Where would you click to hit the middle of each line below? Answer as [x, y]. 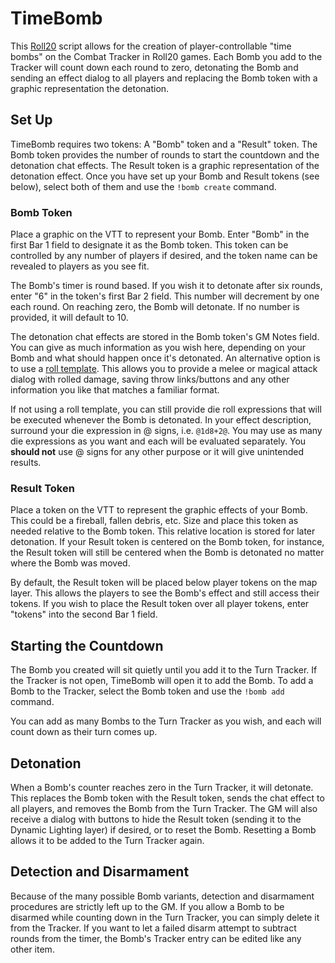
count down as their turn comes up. [84, 732]
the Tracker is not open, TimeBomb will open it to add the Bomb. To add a [162, 681]
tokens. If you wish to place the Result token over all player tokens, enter [160, 604]
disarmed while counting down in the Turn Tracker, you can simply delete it [165, 917]
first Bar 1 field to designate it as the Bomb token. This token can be [149, 245]
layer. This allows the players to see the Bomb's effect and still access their [165, 593]
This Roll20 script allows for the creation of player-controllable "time [151, 46]
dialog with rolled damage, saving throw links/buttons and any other [150, 379]
